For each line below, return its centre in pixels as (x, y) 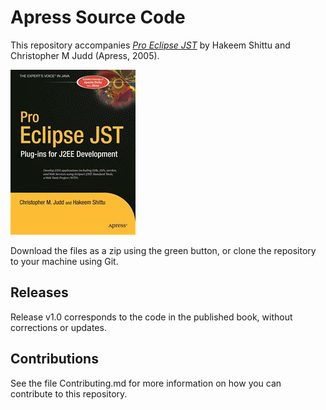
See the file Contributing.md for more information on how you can (146, 383)
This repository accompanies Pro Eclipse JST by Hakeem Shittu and (150, 45)
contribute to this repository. (69, 393)
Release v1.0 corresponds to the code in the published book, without (151, 317)
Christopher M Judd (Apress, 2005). (85, 55)
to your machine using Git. (64, 261)
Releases (39, 292)
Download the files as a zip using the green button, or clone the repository (163, 250)
